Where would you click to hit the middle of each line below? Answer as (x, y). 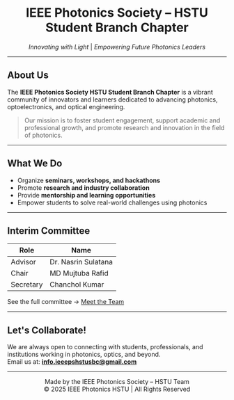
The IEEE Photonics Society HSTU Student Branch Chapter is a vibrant (110, 92)
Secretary (27, 285)
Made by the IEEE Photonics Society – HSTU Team (117, 382)
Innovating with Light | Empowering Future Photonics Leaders (117, 47)
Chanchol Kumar (77, 285)
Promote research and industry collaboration (83, 187)
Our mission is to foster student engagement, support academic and (122, 120)
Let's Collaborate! (47, 330)
